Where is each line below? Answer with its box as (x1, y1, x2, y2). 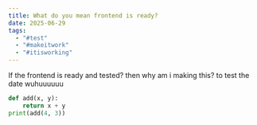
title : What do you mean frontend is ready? (8, 11, 158, 20)
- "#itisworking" (15, 49, 73, 57)
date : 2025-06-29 (8, 19, 66, 27)
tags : (8, 26, 26, 34)
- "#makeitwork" (15, 41, 69, 49)
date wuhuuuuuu (8, 79, 64, 88)
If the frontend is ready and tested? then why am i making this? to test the (8, 71, 250, 80)
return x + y (22, 101, 66, 110)
